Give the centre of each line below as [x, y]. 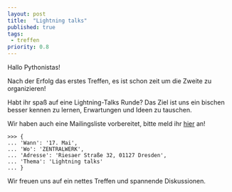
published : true [31, 27]
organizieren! [27, 89]
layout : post [27, 14]
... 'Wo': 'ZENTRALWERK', [46, 149]
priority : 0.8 [28, 47]
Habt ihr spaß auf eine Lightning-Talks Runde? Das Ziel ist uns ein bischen [116, 102]
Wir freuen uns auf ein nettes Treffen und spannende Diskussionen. [107, 181]
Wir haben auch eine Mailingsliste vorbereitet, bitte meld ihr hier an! [106, 124]
